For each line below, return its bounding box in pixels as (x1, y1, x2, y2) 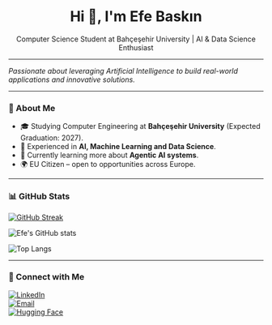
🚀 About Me (8, 102, 56, 113)
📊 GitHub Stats (8, 190, 70, 202)
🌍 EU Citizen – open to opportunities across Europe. (19, 160, 196, 169)
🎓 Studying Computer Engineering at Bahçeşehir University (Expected (19, 122, 261, 131)
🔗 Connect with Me (8, 272, 85, 283)
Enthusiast (118, 42, 154, 52)
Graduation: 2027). (19, 133, 83, 143)
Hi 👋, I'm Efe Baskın (70, 7, 202, 26)
